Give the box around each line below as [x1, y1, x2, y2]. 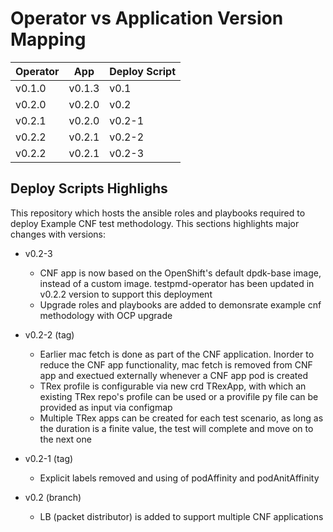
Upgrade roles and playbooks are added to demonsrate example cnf [39, 298, 322, 311]
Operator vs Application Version [10, 7, 284, 30]
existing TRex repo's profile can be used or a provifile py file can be [39, 390, 319, 402]
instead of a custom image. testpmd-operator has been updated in [39, 277, 315, 289]
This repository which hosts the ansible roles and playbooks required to [10, 207, 306, 219]
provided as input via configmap [39, 401, 173, 413]
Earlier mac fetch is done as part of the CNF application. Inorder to [39, 348, 315, 360]
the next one [39, 433, 92, 445]
